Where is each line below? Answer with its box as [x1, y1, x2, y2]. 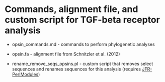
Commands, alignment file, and [5, 3, 138, 15]
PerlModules [12, 71, 39, 77]
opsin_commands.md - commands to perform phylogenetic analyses [12, 41, 155, 47]
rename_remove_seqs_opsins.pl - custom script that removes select [12, 60, 153, 66]
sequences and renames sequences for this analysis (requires [12, 66, 141, 72]
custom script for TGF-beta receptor [5, 14, 160, 25]
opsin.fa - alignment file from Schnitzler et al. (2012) [12, 51, 120, 57]
